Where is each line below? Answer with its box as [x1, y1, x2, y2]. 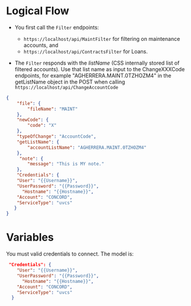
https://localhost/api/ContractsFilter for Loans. [23, 47, 148, 55]
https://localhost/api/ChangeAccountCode [14, 84, 118, 90]
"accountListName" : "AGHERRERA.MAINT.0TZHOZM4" [27, 144, 147, 151]
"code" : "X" [27, 123, 57, 129]
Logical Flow [6, 4, 70, 18]
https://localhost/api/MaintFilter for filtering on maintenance [23, 35, 180, 42]
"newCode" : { [17, 117, 49, 123]
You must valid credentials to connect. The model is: [6, 250, 134, 257]
